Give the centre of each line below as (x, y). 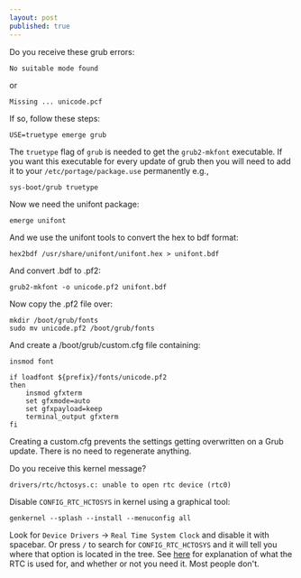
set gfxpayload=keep (64, 408)
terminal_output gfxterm (72, 417)
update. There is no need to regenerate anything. (100, 451)
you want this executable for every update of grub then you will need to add (150, 161)
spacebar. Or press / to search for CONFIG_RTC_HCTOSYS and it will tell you (143, 544)
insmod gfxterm (54, 393)
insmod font (32, 362)
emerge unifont (38, 220)
